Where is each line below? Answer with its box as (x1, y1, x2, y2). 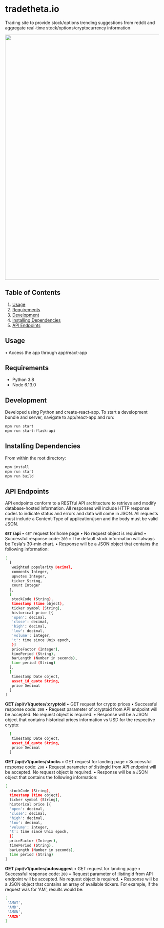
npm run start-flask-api (5, 428, 56, 433)
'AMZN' (7, 914, 21, 919)
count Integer (11, 583, 41, 588)
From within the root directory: (5, 455, 66, 461)
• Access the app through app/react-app (5, 350, 87, 355)
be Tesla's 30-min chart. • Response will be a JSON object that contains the (5, 541, 159, 547)
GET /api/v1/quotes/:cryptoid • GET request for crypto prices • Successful (5, 701, 158, 707)
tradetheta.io (5, 3, 60, 15)
